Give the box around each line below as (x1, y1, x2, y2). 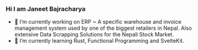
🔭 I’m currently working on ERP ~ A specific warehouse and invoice (14, 18, 182, 26)
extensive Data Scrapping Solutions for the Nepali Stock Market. (14, 31, 174, 38)
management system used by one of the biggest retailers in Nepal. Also (14, 24, 192, 32)
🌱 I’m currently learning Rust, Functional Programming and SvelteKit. (14, 37, 185, 45)
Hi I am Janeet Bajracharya (5, 5, 86, 13)
